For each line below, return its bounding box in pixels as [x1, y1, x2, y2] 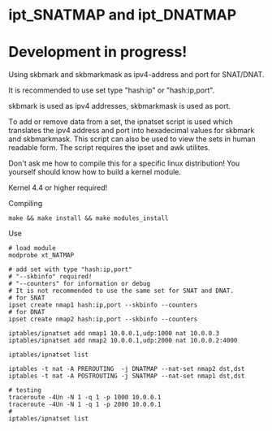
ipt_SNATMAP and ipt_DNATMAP [8, 6, 237, 24]
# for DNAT [8, 308, 45, 317]
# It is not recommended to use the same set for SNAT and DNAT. [8, 287, 234, 295]
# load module [8, 244, 57, 252]
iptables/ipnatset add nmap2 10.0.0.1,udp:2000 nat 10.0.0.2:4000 [8, 337, 238, 345]
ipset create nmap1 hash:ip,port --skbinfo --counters [8, 301, 198, 309]
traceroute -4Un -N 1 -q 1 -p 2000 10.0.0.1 [8, 400, 162, 409]
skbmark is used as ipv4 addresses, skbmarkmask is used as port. [8, 101, 231, 111]
